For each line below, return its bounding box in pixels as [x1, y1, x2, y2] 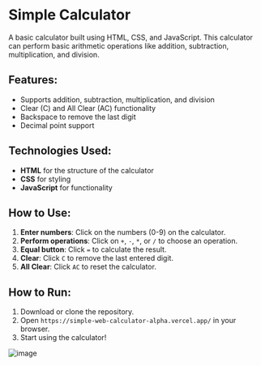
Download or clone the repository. [19, 307, 135, 317]
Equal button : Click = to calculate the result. [19, 245, 167, 254]
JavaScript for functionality [19, 182, 113, 192]
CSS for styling [19, 174, 71, 184]
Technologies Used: [8, 144, 112, 158]
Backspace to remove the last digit [19, 112, 136, 121]
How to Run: [8, 285, 71, 299]
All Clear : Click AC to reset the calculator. [19, 262, 156, 272]
